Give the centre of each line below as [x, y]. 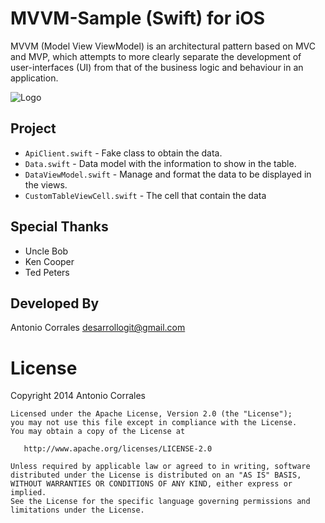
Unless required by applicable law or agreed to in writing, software [160, 467]
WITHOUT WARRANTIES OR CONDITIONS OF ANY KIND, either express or [151, 484]
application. [34, 78]
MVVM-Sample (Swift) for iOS [138, 18]
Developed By [55, 303]
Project [33, 128]
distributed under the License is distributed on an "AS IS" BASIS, [156, 475]
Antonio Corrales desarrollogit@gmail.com [98, 328]
